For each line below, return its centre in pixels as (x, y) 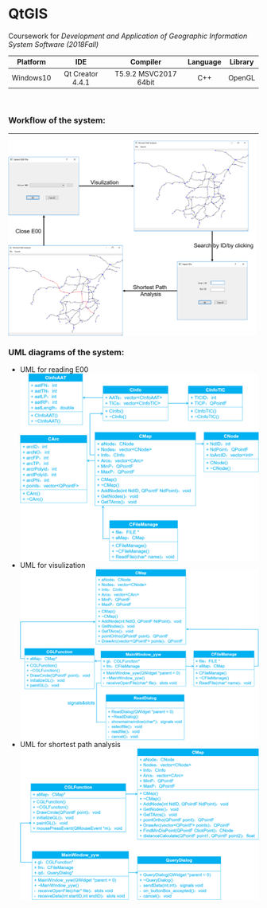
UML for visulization (52, 565)
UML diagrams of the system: (66, 352)
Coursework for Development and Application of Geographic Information (128, 36)
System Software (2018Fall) (54, 44)
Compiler (145, 62)
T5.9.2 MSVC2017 (146, 73)
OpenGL (242, 78)
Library (242, 62)
